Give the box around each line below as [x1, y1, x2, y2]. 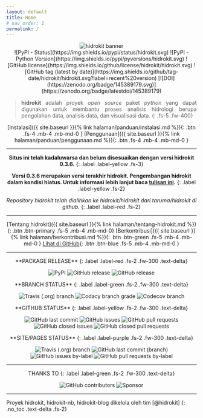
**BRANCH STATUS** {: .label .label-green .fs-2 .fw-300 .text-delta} [14, 281, 188, 288]
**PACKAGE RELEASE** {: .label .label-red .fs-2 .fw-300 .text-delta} [14, 257, 188, 265]
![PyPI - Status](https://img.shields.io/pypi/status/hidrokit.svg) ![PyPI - [14, 49, 189, 56]
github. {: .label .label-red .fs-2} [62, 204, 141, 211]
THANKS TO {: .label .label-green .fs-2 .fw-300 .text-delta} [28, 370, 175, 377]
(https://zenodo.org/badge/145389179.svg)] [47, 81, 156, 88]
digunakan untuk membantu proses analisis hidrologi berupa [21, 105, 197, 113]
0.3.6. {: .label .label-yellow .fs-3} [59, 161, 144, 168]
